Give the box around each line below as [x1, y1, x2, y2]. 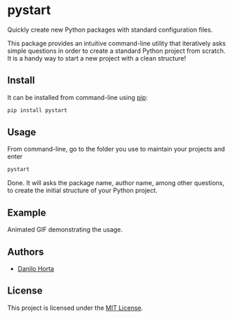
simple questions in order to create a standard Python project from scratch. [7, 46, 226, 55]
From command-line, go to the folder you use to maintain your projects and [7, 145, 225, 154]
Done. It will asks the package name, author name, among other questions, [7, 179, 225, 187]
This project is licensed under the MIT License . [7, 304, 144, 312]
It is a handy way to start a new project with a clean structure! [7, 54, 187, 62]
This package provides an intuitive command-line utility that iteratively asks [7, 39, 227, 47]
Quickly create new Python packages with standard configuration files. [7, 25, 213, 34]
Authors [7, 246, 44, 258]
